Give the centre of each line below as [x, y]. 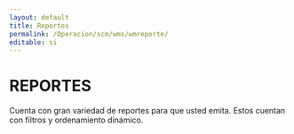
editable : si [33, 42]
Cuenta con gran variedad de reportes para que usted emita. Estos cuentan [147, 111]
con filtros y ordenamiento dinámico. [76, 120]
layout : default [39, 17]
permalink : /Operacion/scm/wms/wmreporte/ [89, 34]
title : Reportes [39, 26]
